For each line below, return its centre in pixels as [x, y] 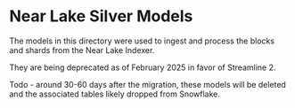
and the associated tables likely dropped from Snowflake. [115, 94]
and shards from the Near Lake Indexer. [82, 50]
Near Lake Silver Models [101, 16]
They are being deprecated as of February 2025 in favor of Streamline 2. [143, 67]
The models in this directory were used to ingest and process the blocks [142, 41]
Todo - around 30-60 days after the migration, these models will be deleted [148, 84]
